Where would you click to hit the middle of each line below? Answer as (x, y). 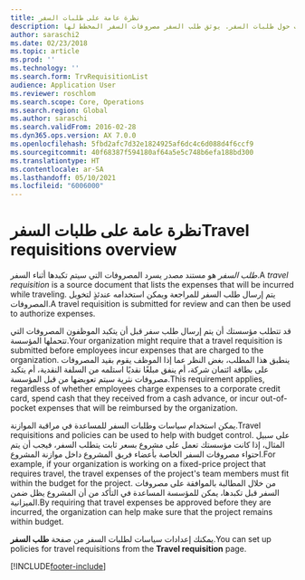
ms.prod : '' (33, 60)
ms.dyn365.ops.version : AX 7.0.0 (73, 136)
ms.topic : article (45, 52)
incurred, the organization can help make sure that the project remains (142, 512)
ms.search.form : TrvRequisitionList (79, 77)
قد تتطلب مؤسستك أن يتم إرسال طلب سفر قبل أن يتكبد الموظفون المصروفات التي (151, 331)
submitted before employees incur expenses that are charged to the (137, 350)
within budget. (37, 522)
